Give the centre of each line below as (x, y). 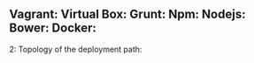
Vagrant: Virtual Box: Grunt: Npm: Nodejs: (127, 14)
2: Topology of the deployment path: (76, 49)
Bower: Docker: (53, 28)
